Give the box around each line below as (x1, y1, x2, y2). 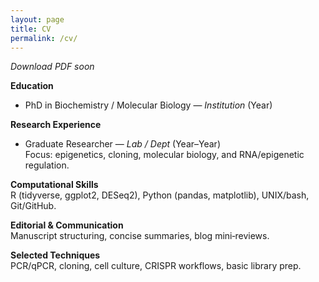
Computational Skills (10, 179, 99, 191)
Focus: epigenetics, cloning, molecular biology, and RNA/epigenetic (24, 149, 305, 161)
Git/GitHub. (10, 200, 57, 212)
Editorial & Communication (10, 219, 124, 231)
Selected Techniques (10, 249, 101, 261)
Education (10, 80, 54, 92)
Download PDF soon (10, 61, 95, 73)
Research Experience (10, 119, 102, 131)
